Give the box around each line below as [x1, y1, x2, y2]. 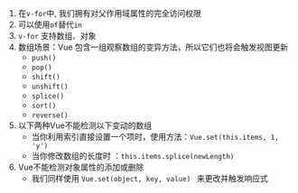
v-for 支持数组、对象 [17, 31, 97, 41]
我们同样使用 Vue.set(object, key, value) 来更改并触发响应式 [31, 173, 268, 183]
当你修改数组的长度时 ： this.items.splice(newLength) [31, 151, 235, 161]
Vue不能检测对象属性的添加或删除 [17, 161, 144, 172]
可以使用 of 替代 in [17, 19, 83, 30]
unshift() [31, 82, 70, 91]
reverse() [31, 111, 70, 120]
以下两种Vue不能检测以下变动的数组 [17, 120, 152, 131]
